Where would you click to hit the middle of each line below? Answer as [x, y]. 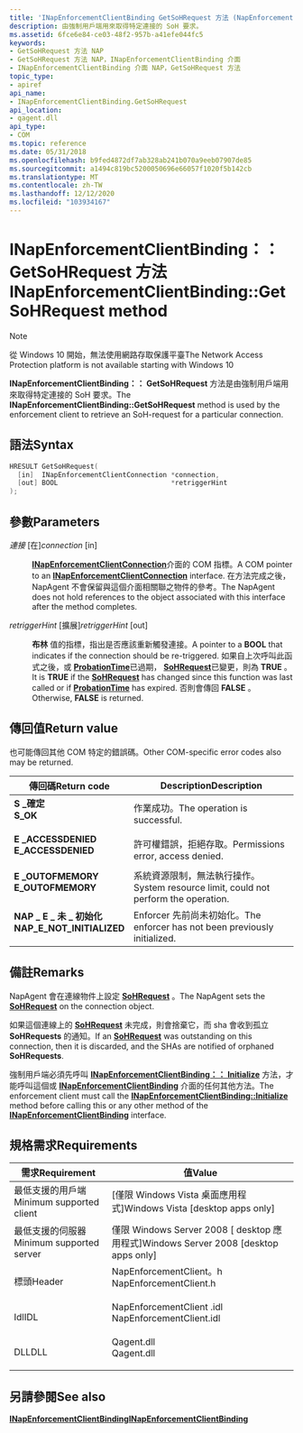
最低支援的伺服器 [50, 1231]
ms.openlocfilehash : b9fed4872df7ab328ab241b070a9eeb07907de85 [131, 160]
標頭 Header [39, 1281]
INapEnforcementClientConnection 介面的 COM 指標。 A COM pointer [162, 564]
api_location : [36, 110]
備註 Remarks [47, 973]
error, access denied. [179, 856]
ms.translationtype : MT [54, 177]
